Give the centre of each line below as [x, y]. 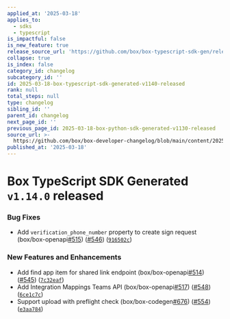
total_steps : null [33, 97]
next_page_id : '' [32, 122]
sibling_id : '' [29, 109]
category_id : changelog [41, 71]
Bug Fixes [24, 217]
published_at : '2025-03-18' [47, 147]
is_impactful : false [37, 39]
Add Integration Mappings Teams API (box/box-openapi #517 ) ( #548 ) [114, 287]
